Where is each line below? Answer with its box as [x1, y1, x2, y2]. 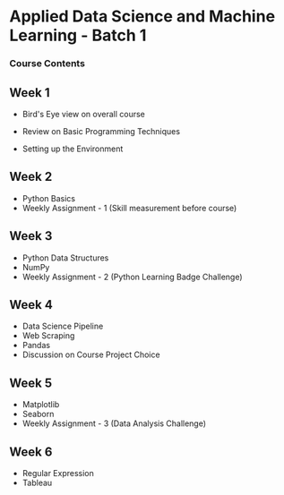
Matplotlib [22, 399, 60, 410]
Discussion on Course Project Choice [22, 349, 160, 360]
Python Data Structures [22, 252, 109, 263]
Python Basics [22, 192, 76, 203]
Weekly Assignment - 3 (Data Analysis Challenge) [22, 418, 207, 429]
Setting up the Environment [22, 143, 124, 154]
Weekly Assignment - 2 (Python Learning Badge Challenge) [22, 271, 244, 282]
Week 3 [9, 228, 53, 243]
